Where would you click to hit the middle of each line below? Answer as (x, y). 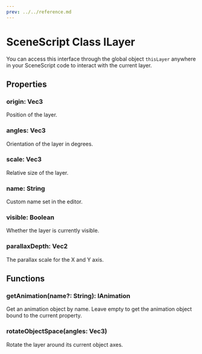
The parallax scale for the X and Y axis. (55, 259)
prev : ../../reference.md (39, 12)
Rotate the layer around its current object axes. (65, 344)
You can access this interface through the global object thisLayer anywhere (101, 59)
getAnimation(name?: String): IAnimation (68, 296)
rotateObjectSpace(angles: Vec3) (57, 332)
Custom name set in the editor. (44, 202)
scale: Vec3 (24, 160)
